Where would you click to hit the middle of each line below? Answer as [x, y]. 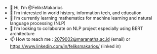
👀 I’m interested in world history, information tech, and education [76, 13]
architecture [22, 34]
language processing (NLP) [38, 23]
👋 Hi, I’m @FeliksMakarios [36, 8]
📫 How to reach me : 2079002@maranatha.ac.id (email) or [70, 39]
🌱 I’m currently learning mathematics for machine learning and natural [81, 18]
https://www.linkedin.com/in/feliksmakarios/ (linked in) [65, 46]
